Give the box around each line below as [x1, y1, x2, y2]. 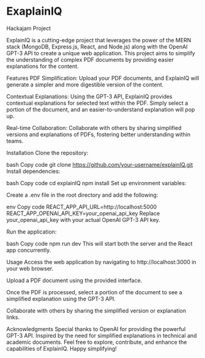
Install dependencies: [6, 167, 61, 175]
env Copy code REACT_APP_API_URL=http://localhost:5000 [6, 203, 157, 210]
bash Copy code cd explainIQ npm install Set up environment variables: [6, 179, 187, 186]
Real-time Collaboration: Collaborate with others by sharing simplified [6, 124, 182, 131]
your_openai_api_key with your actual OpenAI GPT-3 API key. [6, 216, 160, 223]
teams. [6, 137, 24, 145]
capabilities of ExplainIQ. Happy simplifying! [6, 345, 117, 352]
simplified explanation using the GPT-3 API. [6, 295, 116, 302]
